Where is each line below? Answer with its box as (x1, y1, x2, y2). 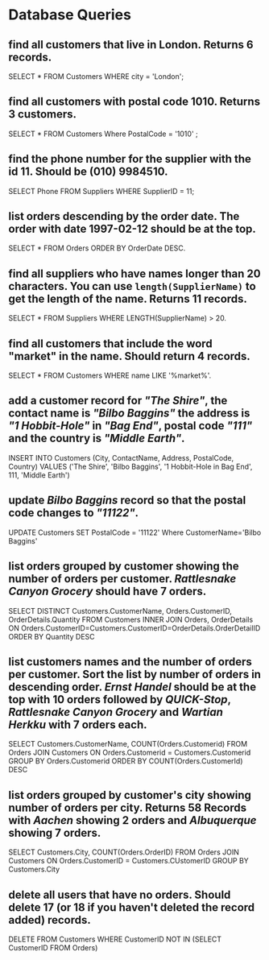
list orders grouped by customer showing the (8, 560, 239, 573)
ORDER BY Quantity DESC (8, 631, 95, 641)
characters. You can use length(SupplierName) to (8, 279, 256, 293)
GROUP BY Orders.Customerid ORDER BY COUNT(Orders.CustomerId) (8, 756, 243, 766)
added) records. (8, 912, 91, 927)
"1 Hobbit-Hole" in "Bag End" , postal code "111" (8, 419, 253, 432)
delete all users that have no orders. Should (8, 888, 231, 901)
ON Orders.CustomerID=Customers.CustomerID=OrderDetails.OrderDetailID (8, 623, 261, 633)
